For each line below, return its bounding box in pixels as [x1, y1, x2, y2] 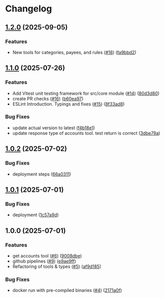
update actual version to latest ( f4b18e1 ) [12, 125, 95, 131]
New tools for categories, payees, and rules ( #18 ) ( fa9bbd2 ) [12, 49, 136, 55]
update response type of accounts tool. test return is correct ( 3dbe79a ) [12, 130, 160, 136]
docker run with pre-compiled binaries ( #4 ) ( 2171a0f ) [12, 287, 122, 293]
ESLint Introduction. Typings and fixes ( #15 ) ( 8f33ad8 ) [12, 101, 125, 107]
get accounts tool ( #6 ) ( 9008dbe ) [12, 252, 82, 258]
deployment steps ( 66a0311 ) [12, 171, 71, 177]
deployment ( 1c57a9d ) [12, 212, 59, 218]
